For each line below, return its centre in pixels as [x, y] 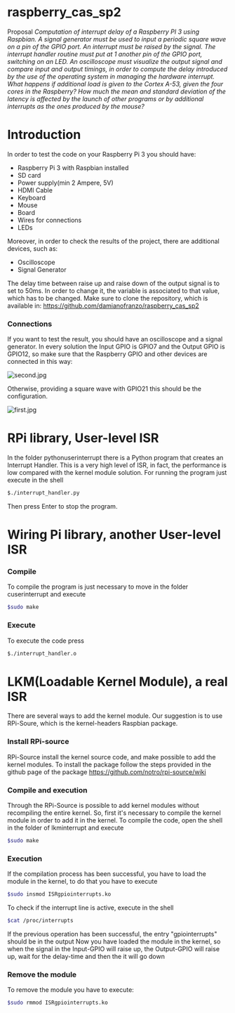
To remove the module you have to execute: [71, 990]
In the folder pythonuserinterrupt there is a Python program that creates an [115, 458]
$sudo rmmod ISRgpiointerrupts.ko [58, 1003]
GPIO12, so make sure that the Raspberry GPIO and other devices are [107, 354]
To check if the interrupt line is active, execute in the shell [90, 908]
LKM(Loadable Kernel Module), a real [117, 681]
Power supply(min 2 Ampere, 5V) [65, 183]
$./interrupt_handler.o [42, 653]
